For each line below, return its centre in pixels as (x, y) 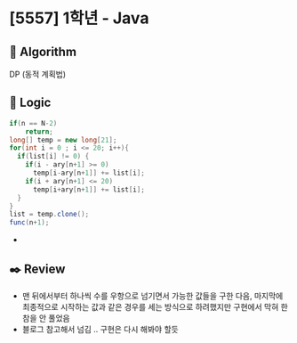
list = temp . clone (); (49, 215)
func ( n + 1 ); (29, 223)
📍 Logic (30, 103)
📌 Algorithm (43, 51)
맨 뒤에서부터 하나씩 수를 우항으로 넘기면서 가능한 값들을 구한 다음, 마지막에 (153, 296)
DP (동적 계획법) (38, 74)
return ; (39, 131)
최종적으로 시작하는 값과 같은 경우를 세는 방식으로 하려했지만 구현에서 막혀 (150, 307)
